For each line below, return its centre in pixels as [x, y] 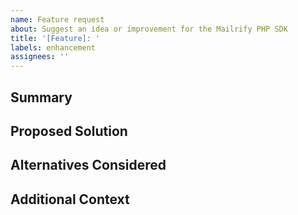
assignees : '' [40, 57]
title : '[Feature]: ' [55, 38]
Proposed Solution [69, 131]
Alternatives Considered [88, 165]
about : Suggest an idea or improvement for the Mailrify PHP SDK [149, 29]
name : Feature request [57, 19]
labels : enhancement [53, 47]
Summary [41, 97]
